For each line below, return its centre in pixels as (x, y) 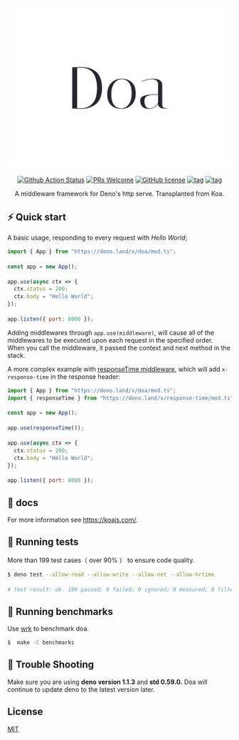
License (25, 712)
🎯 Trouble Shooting (51, 665)
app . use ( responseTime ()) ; (46, 428)
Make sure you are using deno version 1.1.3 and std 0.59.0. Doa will (107, 682)
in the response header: (86, 376)
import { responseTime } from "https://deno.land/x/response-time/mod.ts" (121, 398)
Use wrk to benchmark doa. (48, 629)
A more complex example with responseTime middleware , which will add (114, 369)
